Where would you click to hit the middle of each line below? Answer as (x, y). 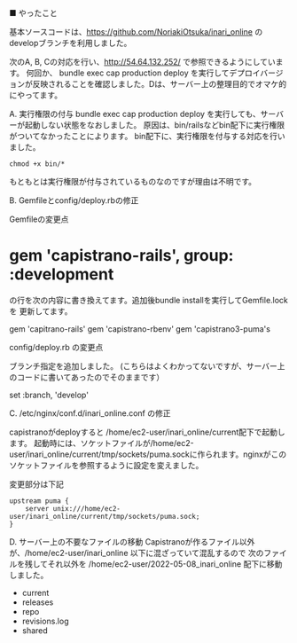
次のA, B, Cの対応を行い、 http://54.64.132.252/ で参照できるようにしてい (143, 62)
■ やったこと (33, 13)
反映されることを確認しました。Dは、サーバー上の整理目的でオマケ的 (159, 84)
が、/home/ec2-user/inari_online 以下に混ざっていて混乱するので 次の (137, 553)
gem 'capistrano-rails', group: (121, 256)
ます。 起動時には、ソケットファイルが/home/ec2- (102, 443)
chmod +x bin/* (37, 164)
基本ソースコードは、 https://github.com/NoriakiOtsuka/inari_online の (136, 32)
